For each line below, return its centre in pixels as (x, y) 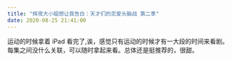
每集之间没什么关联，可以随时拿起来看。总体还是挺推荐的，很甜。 (103, 50)
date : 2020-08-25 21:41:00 (47, 20)
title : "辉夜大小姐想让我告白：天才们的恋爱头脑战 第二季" (83, 14)
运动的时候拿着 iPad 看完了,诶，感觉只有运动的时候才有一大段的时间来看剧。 (118, 41)
